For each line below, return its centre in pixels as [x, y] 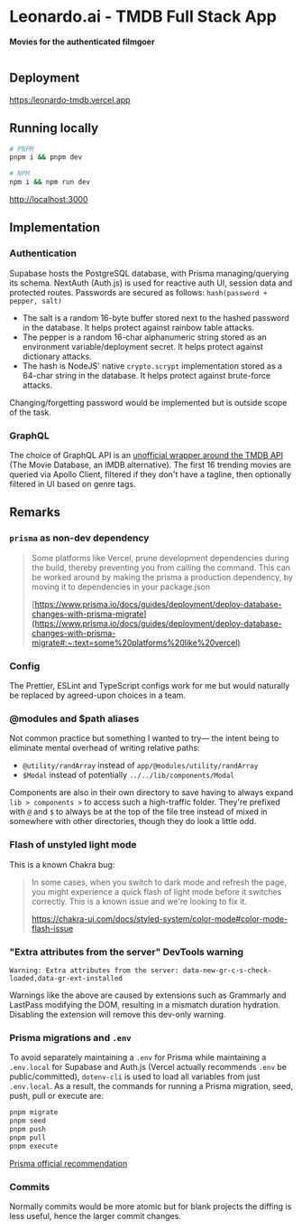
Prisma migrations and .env [70, 1038]
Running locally [54, 128]
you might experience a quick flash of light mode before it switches [156, 891]
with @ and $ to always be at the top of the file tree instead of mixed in [138, 812]
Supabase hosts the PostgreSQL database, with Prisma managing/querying [149, 273]
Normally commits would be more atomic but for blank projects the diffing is [151, 1206]
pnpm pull [28, 1137]
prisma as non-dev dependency [79, 538]
